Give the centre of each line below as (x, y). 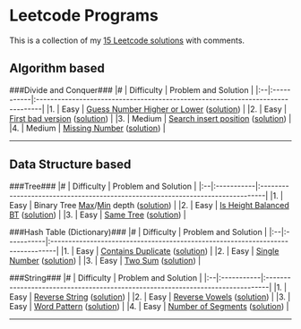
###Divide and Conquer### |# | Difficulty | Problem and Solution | (131, 89)
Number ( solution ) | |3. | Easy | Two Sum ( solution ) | (105, 260)
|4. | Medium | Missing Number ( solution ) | (87, 128)
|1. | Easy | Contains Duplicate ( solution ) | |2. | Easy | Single (170, 250)
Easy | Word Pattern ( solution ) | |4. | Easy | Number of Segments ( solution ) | (149, 306)
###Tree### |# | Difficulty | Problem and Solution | (103, 186)
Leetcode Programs (84, 16)
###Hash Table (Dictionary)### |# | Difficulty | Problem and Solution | (138, 232)
